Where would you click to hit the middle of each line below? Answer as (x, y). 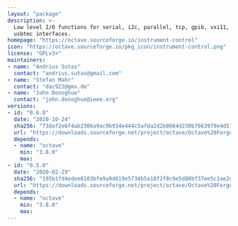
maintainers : (27, 60)
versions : (22, 106)
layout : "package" (34, 14)
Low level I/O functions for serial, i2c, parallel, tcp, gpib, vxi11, (122, 27)
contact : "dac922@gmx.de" (52, 86)
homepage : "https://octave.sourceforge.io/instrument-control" (103, 40)
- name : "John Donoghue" (44, 93)
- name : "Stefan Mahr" (41, 80)
